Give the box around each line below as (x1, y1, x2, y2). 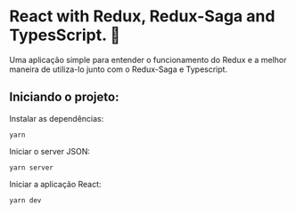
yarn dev (9, 195, 42, 205)
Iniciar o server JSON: (9, 146, 91, 156)
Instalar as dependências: (9, 113, 104, 123)
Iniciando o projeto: (9, 90, 119, 105)
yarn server (9, 162, 53, 172)
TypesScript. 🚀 (9, 25, 121, 45)
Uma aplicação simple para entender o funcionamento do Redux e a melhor (9, 54, 287, 65)
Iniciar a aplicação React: (9, 178, 102, 189)
